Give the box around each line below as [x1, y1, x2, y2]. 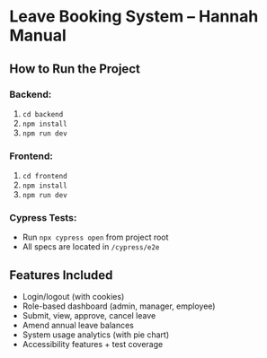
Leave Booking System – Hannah [9, 6, 259, 27]
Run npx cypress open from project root [22, 231, 169, 243]
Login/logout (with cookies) [22, 292, 125, 302]
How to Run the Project [9, 61, 141, 76]
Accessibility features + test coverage [22, 339, 164, 350]
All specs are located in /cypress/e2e [22, 241, 160, 252]
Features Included [9, 267, 113, 283]
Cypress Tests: [9, 212, 77, 224]
